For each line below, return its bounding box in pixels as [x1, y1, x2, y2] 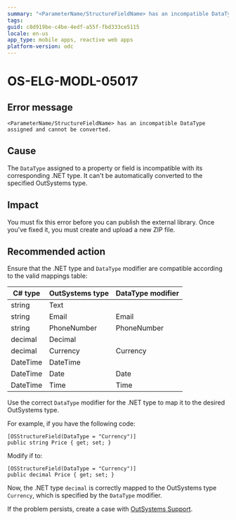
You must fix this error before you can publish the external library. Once [7, 217, 215, 226]
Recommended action [7, 246, 106, 258]
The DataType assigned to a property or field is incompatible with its [7, 163, 203, 172]
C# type [13, 288, 41, 298]
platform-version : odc [7, 43, 74, 50]
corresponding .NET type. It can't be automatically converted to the [7, 171, 203, 179]
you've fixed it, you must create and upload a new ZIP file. [7, 225, 176, 234]
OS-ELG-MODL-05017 [7, 73, 138, 89]
